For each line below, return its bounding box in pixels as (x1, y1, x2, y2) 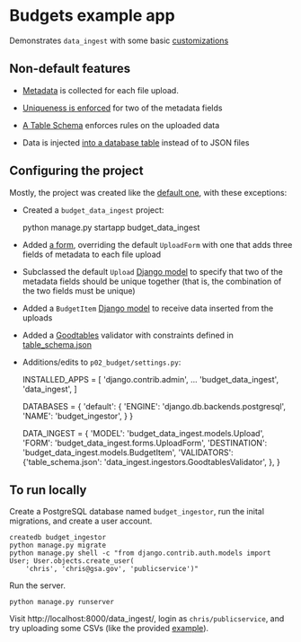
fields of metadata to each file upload (22, 249, 162, 259)
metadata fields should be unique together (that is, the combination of (22, 276, 282, 286)
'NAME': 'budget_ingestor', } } (22, 410, 134, 421)
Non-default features (9, 61, 131, 76)
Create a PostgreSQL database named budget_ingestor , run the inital (9, 506, 265, 517)
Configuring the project (9, 163, 144, 179)
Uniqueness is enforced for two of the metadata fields (22, 102, 223, 113)
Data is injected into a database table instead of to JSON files (22, 136, 250, 148)
